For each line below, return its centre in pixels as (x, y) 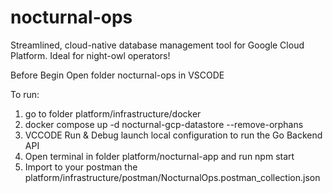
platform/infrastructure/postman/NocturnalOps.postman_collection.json (172, 177)
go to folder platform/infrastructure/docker (113, 113)
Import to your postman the (81, 167)
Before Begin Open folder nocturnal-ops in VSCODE (117, 75)
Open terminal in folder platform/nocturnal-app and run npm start (159, 156)
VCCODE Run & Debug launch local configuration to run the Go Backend (173, 135)
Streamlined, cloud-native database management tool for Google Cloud (157, 45)
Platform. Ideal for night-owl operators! (90, 55)
